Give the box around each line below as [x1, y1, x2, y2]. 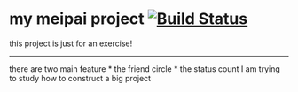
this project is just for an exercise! [9, 38, 133, 49]
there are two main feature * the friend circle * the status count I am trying [9, 63, 281, 74]
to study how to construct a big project [9, 73, 152, 83]
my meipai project [9, 9, 145, 29]
